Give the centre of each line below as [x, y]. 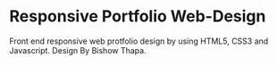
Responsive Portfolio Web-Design [138, 16]
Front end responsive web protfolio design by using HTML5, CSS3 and [139, 41]
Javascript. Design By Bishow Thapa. [78, 50]
